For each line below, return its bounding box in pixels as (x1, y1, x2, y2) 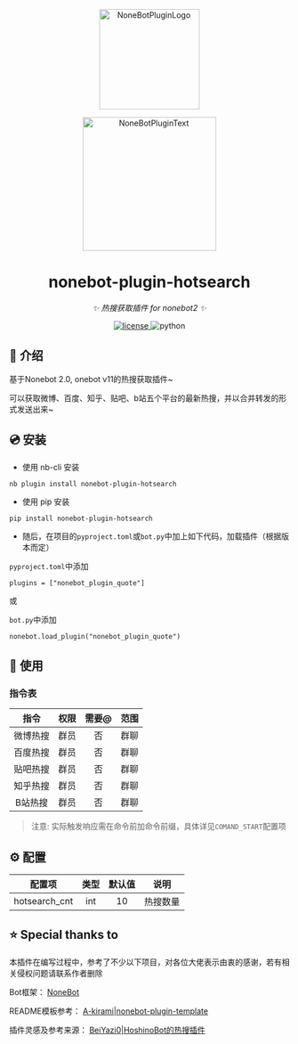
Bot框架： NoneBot (9, 986, 80, 997)
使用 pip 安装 (21, 496, 70, 507)
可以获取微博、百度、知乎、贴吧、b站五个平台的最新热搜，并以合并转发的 (9, 392, 279, 404)
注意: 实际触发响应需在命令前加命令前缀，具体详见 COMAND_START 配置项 (30, 821, 286, 832)
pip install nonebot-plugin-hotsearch (9, 514, 153, 523)
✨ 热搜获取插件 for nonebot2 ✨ (92, 302, 207, 313)
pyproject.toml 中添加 (9, 560, 89, 571)
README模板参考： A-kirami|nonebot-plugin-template (9, 1006, 209, 1016)
